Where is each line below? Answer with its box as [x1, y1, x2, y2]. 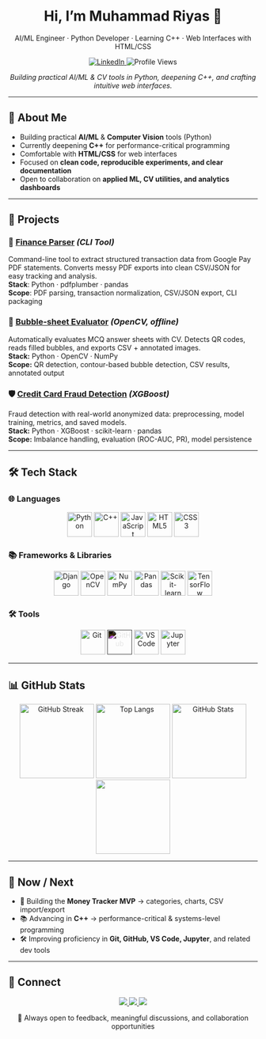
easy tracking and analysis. [8, 271, 97, 281]
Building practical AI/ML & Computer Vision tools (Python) [19, 132, 212, 142]
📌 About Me [8, 111, 67, 125]
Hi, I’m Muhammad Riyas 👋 [44, 7, 222, 25]
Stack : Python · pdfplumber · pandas [8, 280, 129, 290]
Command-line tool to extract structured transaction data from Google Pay [8, 255, 252, 264]
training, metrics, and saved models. [8, 418, 127, 427]
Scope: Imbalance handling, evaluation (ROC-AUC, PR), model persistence [8, 434, 253, 444]
